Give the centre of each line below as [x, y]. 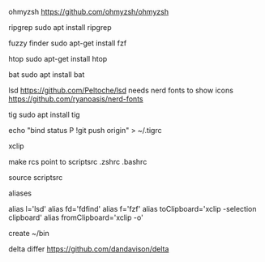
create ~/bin [29, 233]
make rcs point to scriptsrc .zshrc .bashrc [78, 162]
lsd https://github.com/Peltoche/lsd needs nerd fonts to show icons [121, 90]
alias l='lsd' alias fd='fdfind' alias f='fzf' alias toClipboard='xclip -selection [132, 209]
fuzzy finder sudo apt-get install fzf [68, 43]
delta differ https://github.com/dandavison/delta [89, 249]
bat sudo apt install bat [47, 75]
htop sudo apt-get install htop [58, 59]
